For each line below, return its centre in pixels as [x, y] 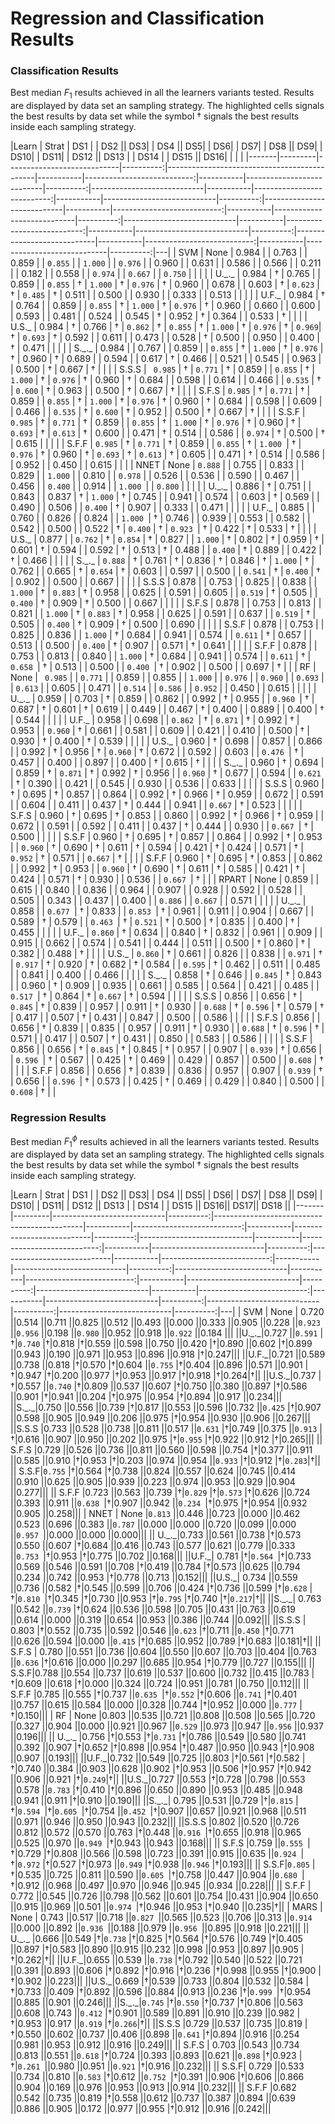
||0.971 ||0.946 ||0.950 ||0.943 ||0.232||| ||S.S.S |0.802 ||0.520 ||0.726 [155, 1822]
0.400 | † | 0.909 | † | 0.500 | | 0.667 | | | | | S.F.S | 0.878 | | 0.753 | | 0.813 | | [166, 603]
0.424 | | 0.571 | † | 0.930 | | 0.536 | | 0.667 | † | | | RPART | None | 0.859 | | [165, 879]
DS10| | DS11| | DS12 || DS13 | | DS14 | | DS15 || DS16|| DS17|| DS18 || [151, 1206]
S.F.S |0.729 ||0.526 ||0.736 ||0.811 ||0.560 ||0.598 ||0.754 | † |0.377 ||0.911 [161, 1450]
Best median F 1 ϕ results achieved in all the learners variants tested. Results [165, 1141]
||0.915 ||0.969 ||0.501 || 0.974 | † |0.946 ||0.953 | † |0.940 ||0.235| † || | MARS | [166, 1907]
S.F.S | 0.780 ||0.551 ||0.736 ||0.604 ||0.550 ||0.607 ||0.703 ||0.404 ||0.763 [163, 1652]
